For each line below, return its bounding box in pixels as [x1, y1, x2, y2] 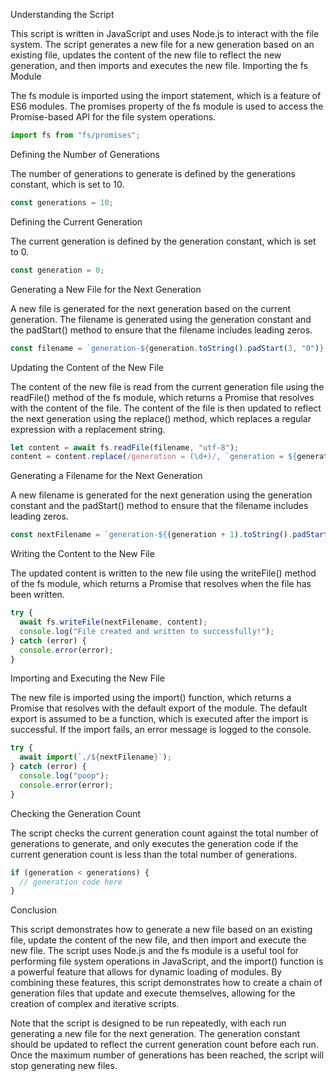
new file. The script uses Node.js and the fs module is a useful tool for [10, 945, 299, 957]
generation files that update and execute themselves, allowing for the [10, 987, 296, 999]
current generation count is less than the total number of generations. [10, 848, 298, 860]
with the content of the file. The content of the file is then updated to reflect [10, 402, 322, 414]
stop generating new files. [10, 1060, 118, 1072]
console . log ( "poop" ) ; [19, 771, 110, 781]
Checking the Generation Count [10, 807, 141, 819]
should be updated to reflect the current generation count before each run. [10, 1039, 319, 1051]
